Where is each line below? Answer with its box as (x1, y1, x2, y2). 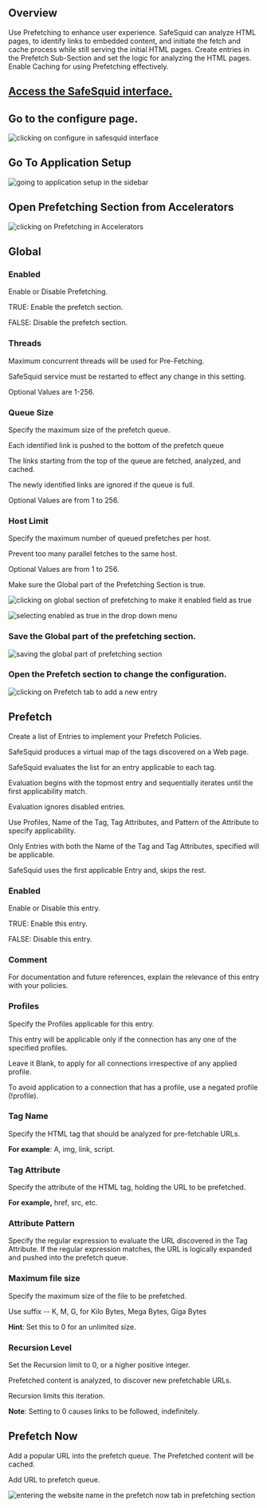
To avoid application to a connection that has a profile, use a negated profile (8, 1082, 258, 1092)
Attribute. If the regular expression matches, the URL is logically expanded (8, 1244, 253, 1254)
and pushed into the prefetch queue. (8, 1253, 129, 1263)
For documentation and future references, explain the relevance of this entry (8, 972, 260, 982)
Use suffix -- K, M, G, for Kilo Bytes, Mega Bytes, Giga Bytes (8, 1306, 207, 1316)
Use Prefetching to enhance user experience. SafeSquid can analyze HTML (8, 27, 257, 37)
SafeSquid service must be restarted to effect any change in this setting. (8, 371, 246, 381)
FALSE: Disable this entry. (8, 934, 93, 943)
